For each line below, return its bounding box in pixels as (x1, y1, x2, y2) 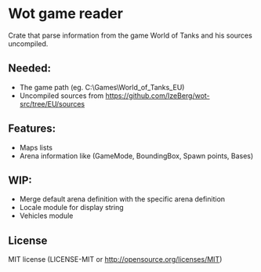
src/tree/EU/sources (19, 99, 85, 108)
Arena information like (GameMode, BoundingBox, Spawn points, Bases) (19, 151, 254, 161)
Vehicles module (19, 211, 74, 220)
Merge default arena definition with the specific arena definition (19, 194, 226, 204)
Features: (8, 122, 56, 136)
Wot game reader (8, 5, 124, 23)
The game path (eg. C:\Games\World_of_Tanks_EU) (19, 82, 185, 92)
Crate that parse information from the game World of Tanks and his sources (8, 31, 252, 40)
